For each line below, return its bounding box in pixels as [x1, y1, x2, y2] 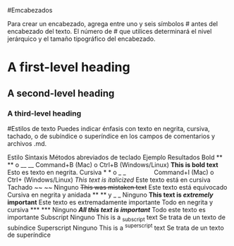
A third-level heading [7, 109, 82, 118]
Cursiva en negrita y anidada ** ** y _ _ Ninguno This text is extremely [7, 190, 214, 199]
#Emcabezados [7, 6, 53, 14]
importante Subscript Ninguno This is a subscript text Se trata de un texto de [7, 213, 226, 223]
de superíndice [7, 230, 51, 239]
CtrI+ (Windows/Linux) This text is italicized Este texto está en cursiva [7, 176, 211, 184]
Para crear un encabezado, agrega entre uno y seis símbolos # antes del [7, 20, 218, 27]
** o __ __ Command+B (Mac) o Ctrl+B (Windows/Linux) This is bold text [7, 160, 218, 168]
